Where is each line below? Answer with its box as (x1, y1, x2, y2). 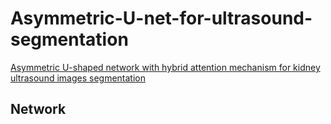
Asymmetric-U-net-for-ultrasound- (10, 7, 313, 30)
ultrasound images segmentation (10, 72, 147, 84)
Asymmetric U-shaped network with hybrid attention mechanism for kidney (10, 61, 321, 73)
